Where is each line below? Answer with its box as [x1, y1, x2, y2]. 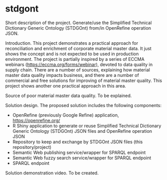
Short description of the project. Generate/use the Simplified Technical [5, 20, 152, 26]
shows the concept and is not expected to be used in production [5, 51, 139, 57]
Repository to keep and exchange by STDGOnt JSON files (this [12, 139, 143, 145]
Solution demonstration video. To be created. [5, 169, 99, 176]
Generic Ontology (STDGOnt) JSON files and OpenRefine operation [12, 128, 152, 134]
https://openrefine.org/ [12, 117, 60, 123]
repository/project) [12, 144, 52, 150]
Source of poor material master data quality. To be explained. [5, 93, 132, 99]
